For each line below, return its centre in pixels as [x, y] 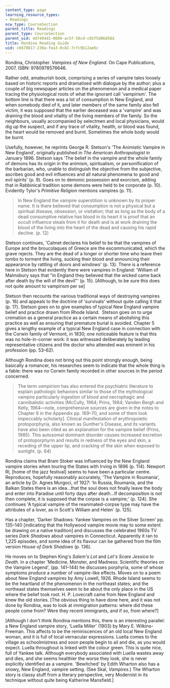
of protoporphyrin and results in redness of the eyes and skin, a [84, 440]
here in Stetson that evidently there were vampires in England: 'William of [82, 270]
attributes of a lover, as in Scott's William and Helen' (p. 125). [69, 510]
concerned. [17, 376]
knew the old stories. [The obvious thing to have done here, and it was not [83, 600]
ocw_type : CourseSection [31, 24]
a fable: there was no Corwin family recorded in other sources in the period [84, 371]
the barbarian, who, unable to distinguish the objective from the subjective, [84, 169]
